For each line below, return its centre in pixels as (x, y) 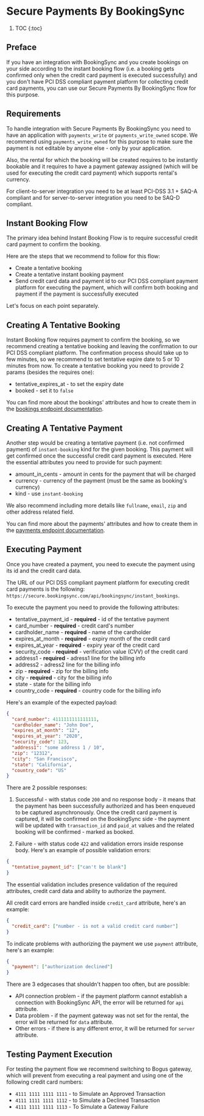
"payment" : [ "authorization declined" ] (62, 967)
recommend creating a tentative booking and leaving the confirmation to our (102, 346)
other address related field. (40, 512)
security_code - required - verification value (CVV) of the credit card (101, 651)
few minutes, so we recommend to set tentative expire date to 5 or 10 (93, 359)
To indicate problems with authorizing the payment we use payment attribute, (102, 943)
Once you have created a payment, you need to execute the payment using (101, 564)
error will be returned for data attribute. (64, 1022)
